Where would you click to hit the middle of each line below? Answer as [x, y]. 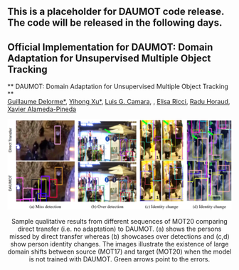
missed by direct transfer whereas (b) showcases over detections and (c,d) [119, 236]
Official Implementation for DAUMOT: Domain [110, 47]
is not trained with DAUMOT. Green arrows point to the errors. [119, 259]
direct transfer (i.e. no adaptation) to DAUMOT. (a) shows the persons [119, 229]
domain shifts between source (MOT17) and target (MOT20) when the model [119, 251]
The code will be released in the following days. [115, 23]
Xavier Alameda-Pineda [42, 109]
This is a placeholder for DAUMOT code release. [116, 12]
